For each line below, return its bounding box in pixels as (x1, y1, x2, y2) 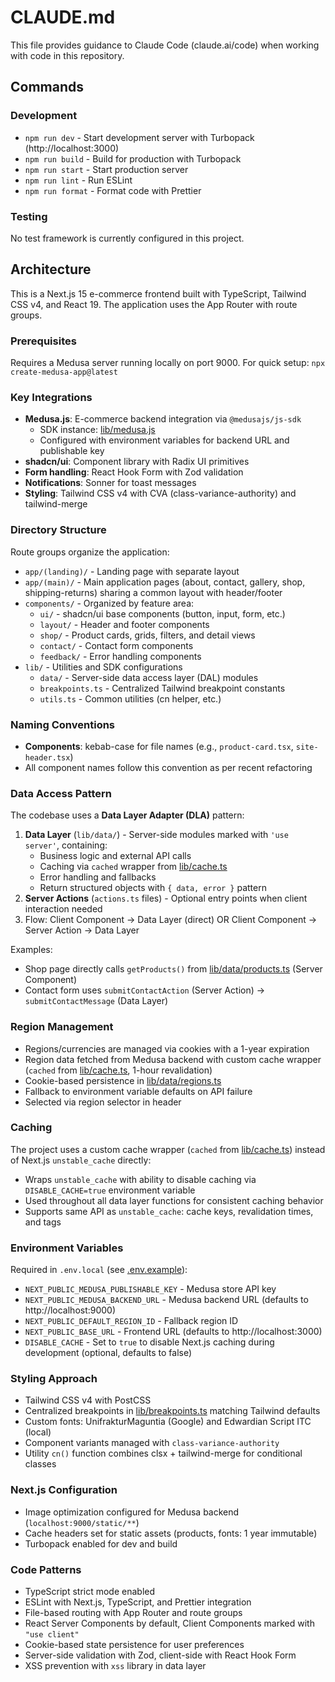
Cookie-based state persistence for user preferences (24, 1639, 245, 1650)
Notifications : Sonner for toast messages (24, 477, 197, 489)
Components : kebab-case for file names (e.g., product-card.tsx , (24, 740, 294, 752)
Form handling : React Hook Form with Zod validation (24, 466, 244, 478)
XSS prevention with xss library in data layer (24, 1660, 207, 1671)
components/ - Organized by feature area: (24, 597, 195, 609)
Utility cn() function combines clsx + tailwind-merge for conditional (24, 1447, 303, 1460)
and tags (24, 1216, 62, 1228)
